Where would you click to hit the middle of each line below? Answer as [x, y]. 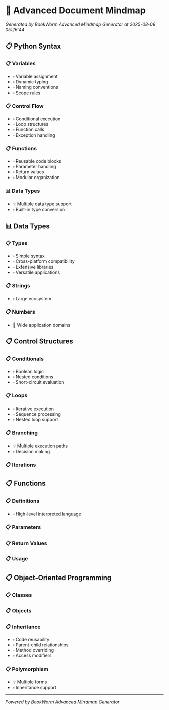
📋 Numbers [20, 312]
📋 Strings [18, 286]
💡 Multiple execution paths [40, 446]
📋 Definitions [22, 501]
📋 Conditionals [24, 359]
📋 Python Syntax [33, 46]
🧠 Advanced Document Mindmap [75, 10]
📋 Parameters [23, 527]
